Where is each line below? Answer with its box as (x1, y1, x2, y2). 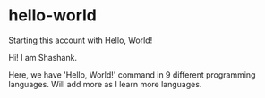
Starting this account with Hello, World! (8, 35, 153, 45)
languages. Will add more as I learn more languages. (8, 78, 202, 89)
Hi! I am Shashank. (8, 52, 78, 62)
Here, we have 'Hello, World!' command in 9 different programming (8, 69, 256, 80)
